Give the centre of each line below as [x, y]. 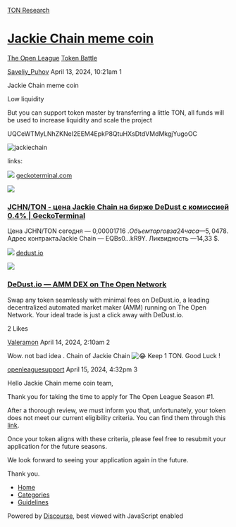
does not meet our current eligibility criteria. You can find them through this [117, 417]
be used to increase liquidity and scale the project [80, 120]
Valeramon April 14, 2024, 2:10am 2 [59, 342]
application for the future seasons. [57, 446]
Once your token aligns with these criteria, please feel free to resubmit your [117, 438]
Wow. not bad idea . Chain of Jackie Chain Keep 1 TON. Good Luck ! [114, 355]
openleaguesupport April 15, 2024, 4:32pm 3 [73, 369]
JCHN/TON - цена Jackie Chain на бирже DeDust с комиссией [118, 207]
